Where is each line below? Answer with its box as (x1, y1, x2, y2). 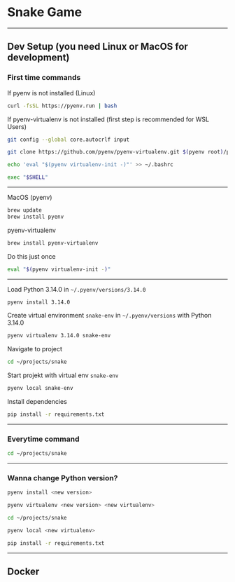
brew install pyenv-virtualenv (7, 239, 99, 246)
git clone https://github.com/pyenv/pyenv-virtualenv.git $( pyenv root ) (7, 149, 224, 156)
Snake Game (7, 4, 83, 20)
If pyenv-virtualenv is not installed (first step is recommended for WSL (7, 115, 210, 123)
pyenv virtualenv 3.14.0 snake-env (7, 332, 111, 339)
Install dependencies (7, 398, 68, 405)
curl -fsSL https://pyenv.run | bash (7, 102, 117, 109)
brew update (7, 207, 42, 214)
